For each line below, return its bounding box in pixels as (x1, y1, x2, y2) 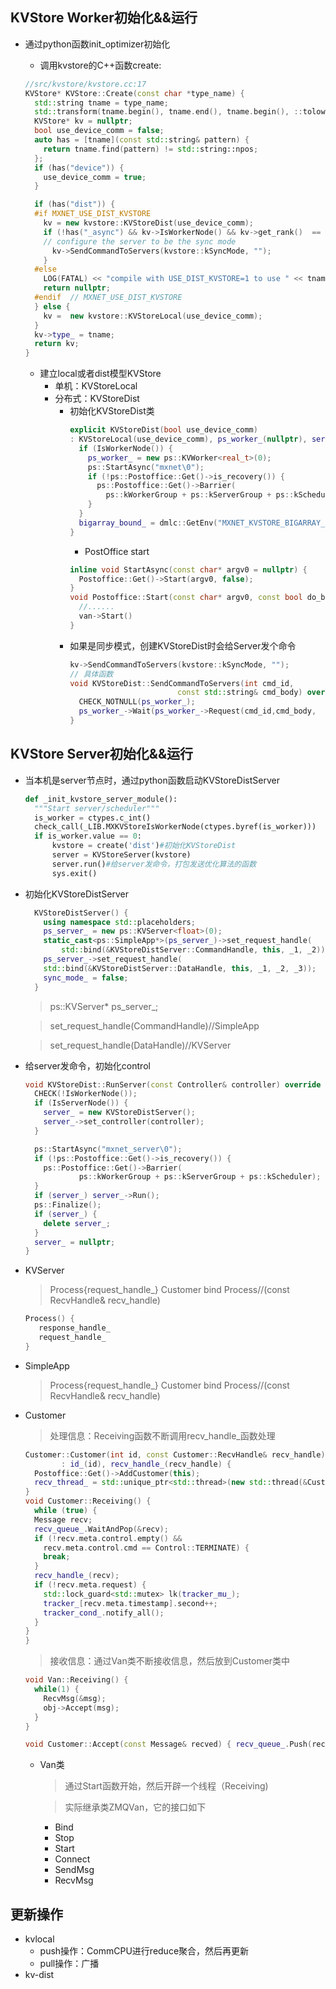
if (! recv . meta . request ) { (34, 1580, 147, 1590)
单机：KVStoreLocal (54, 380, 138, 392)
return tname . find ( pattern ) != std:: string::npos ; (43, 144, 259, 154)
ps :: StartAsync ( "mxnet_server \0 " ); (34, 1144, 183, 1154)
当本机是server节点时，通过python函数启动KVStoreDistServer (24, 774, 280, 786)
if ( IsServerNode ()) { (34, 1098, 129, 1108)
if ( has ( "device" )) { (34, 163, 125, 173)
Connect (54, 1853, 91, 1865)
